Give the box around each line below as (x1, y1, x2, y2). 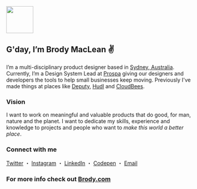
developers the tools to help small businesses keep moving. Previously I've (6, 76, 191, 83)
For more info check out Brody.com (6, 175, 111, 184)
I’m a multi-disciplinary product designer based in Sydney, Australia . (6, 63, 175, 71)
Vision (6, 97, 26, 106)
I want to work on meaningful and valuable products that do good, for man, (6, 111, 192, 119)
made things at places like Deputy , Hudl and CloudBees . (6, 82, 145, 89)
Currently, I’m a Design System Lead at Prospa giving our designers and (6, 70, 184, 77)
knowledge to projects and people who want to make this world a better (6, 124, 184, 131)
